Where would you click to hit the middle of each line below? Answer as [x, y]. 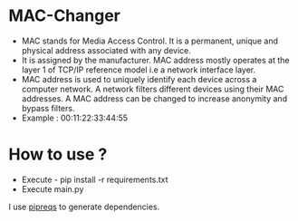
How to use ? [58, 154]
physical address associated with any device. [106, 50]
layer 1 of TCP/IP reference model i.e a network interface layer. [139, 70]
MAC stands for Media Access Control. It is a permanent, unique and [149, 41]
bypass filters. [48, 108]
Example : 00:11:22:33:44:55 [75, 118]
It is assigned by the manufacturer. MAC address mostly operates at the [155, 60]
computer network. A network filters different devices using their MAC [153, 89]
